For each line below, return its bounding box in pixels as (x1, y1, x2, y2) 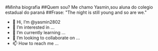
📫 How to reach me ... (12, 41, 59, 46)
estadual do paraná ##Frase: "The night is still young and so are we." (5, 9, 147, 15)
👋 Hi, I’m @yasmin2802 (12, 19, 61, 25)
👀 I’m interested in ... (12, 24, 55, 30)
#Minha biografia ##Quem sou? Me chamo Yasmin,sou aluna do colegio (5, 4, 153, 10)
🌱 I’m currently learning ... (12, 30, 66, 35)
